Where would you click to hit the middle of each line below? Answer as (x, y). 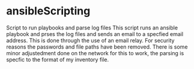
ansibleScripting (48, 11)
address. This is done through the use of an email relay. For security (90, 40)
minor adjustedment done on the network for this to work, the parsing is (95, 53)
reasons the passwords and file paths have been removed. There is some (97, 47)
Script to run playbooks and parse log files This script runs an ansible (92, 28)
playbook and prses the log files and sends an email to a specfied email (95, 34)
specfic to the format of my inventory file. (58, 59)
